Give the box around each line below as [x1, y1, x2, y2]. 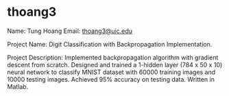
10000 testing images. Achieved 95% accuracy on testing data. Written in [7, 75, 215, 83]
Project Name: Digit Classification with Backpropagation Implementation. [7, 40, 213, 48]
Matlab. [7, 82, 29, 91]
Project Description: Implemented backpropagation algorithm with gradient [7, 53, 219, 62]
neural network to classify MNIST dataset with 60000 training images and [7, 68, 216, 76]
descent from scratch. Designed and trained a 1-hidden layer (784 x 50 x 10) [7, 60, 223, 69]
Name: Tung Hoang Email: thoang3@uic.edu [7, 27, 132, 35]
